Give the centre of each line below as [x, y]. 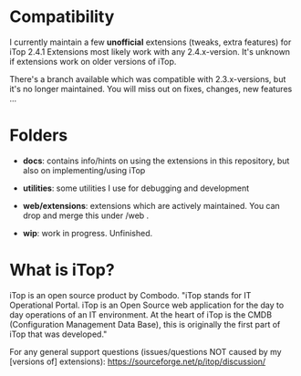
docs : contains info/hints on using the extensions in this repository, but [156, 161]
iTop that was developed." [58, 334]
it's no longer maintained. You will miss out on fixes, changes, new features [151, 89]
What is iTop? [62, 270]
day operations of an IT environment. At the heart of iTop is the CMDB [140, 314]
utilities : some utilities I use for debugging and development [136, 188]
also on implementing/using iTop [84, 170]
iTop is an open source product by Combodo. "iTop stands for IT [130, 295]
